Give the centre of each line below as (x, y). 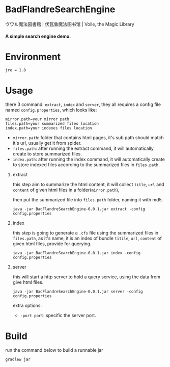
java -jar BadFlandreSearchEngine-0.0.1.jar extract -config (79, 209)
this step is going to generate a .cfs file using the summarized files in (86, 233)
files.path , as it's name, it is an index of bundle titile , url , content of (87, 239)
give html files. (28, 282)
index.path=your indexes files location (49, 128)
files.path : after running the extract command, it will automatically (83, 148)
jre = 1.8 (16, 70)
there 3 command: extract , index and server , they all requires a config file (83, 104)
